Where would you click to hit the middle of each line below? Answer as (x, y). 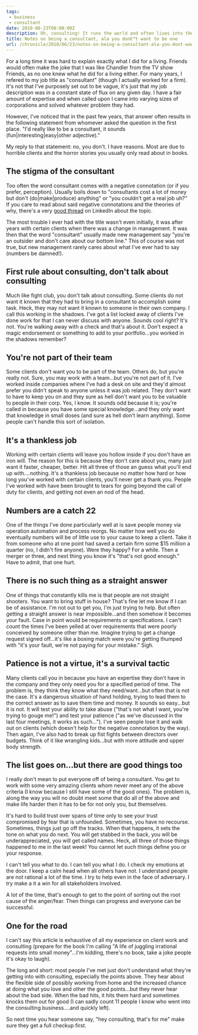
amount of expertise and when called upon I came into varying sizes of (92, 98)
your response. (24, 853)
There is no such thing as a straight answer (87, 581)
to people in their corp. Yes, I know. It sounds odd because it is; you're (91, 403)
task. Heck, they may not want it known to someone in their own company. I (98, 307)
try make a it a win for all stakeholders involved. (64, 884)
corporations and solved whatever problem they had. (70, 105)
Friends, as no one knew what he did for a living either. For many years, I (94, 74)
